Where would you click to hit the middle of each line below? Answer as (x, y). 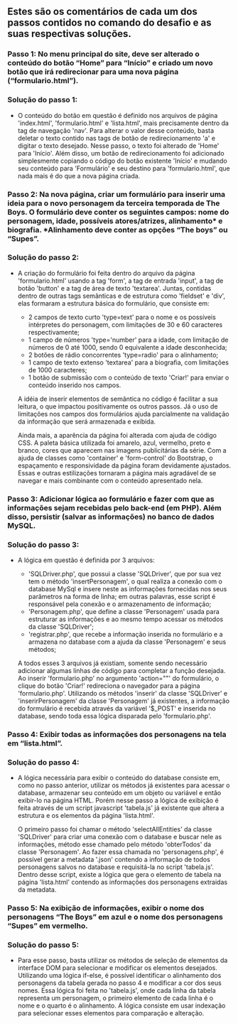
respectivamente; (54, 332)
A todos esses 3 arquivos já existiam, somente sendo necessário (112, 663)
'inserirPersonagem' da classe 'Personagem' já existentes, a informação (123, 701)
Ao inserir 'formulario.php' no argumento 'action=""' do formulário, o (118, 679)
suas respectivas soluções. (69, 34)
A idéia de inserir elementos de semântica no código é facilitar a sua (118, 399)
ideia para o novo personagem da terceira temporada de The (114, 203)
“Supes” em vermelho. (48, 926)
